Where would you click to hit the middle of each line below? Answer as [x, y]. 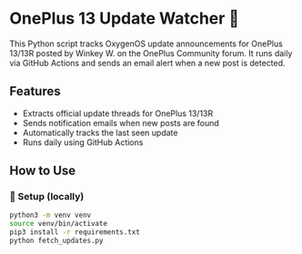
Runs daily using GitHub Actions [83, 142]
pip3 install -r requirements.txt [75, 232]
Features [35, 91]
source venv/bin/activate [58, 224]
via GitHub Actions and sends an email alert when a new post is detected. [147, 63]
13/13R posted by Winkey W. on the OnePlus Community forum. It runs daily [151, 53]
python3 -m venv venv [50, 215]
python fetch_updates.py [56, 241]
